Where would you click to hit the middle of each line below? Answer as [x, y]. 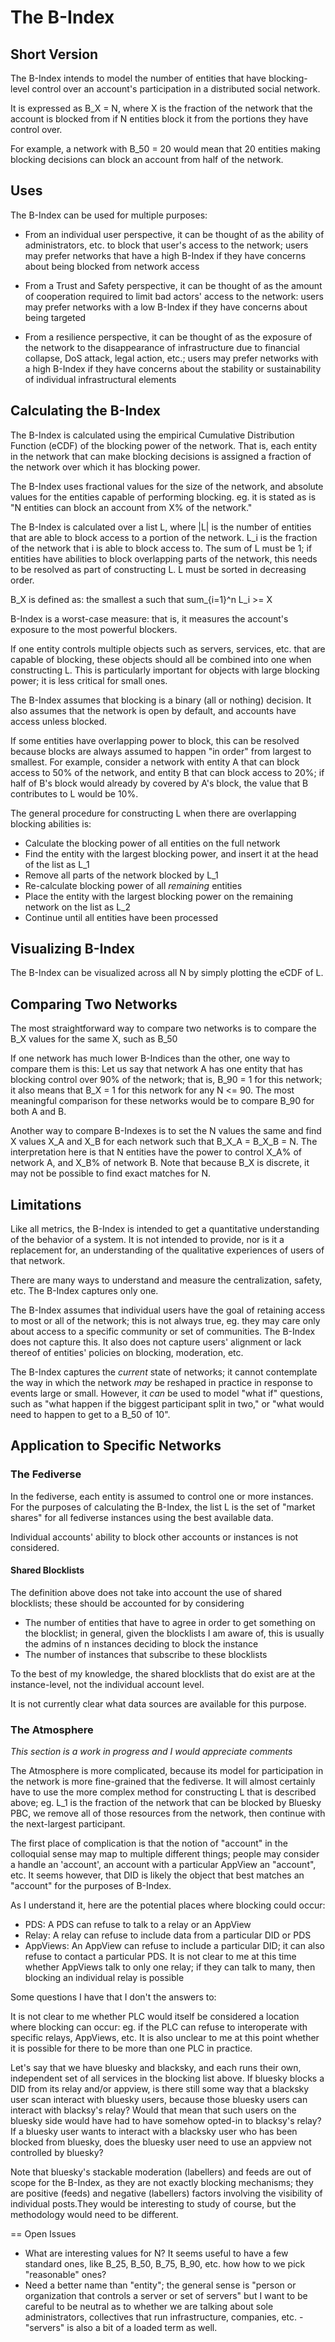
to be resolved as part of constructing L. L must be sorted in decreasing [158, 569]
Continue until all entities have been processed [121, 917]
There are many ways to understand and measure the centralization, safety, [166, 1280]
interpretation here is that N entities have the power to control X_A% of [156, 1152]
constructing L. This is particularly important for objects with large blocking [165, 670]
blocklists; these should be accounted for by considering [127, 1603]
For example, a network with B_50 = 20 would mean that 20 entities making [165, 149]
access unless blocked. [59, 721]
